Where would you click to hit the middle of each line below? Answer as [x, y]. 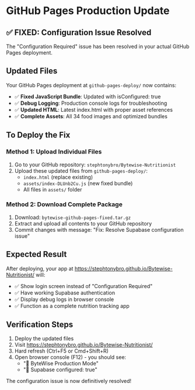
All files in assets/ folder [53, 189]
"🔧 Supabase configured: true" [60, 370]
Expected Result [36, 254]
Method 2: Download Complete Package [64, 204]
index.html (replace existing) [58, 177]
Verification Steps [40, 324]
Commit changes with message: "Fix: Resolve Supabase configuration [99, 230]
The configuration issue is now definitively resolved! [69, 381]
